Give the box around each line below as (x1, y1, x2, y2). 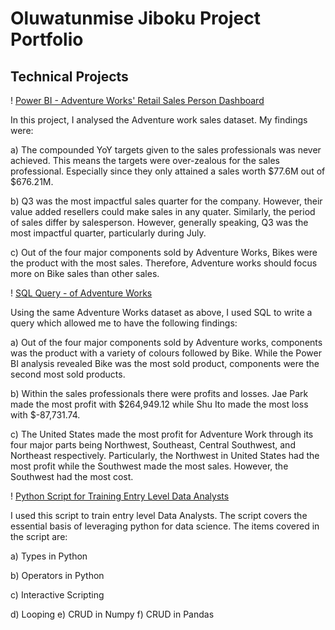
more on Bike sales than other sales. (10, 268, 160, 279)
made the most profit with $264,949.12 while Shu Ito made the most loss (10, 398, 309, 410)
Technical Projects (10, 68, 129, 85)
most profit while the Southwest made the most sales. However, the (10, 460, 289, 472)
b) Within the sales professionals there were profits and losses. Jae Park (10, 388, 309, 399)
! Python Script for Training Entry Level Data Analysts (10, 490, 230, 502)
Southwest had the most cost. (10, 471, 134, 482)
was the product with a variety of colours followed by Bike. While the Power (10, 347, 322, 359)
